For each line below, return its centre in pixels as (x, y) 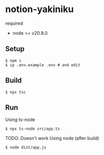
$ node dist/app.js (26, 147)
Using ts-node (20, 120)
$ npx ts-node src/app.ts (32, 129)
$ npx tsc (16, 92)
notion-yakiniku (40, 9)
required (14, 23)
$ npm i (13, 61)
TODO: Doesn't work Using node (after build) (52, 138)
